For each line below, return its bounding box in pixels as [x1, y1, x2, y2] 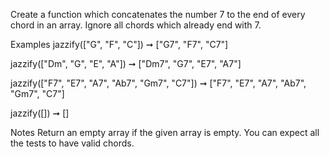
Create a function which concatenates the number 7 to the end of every [10, 9, 306, 20]
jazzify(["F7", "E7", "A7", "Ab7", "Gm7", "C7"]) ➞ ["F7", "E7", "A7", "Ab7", [10, 77, 307, 89]
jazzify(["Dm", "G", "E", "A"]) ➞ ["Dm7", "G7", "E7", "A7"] [10, 58, 242, 69]
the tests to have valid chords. [10, 137, 135, 149]
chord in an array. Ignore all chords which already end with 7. [10, 19, 262, 31]
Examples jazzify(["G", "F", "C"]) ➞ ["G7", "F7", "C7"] [10, 39, 229, 50]
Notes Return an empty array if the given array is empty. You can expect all [10, 127, 320, 138]
